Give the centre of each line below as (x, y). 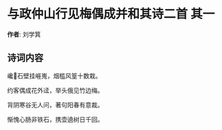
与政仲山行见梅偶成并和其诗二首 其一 (111, 14)
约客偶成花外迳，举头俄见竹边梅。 (55, 90)
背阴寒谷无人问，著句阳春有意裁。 (55, 105)
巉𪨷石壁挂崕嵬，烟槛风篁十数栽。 (54, 75)
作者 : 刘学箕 (24, 34)
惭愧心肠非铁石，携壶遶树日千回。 (55, 119)
